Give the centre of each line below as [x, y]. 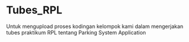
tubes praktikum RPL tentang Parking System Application [76, 32]
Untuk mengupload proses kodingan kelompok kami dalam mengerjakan [95, 26]
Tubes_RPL [34, 10]
